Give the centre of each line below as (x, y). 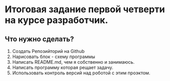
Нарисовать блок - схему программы (54, 57)
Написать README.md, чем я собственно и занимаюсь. (73, 62)
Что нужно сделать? (39, 39)
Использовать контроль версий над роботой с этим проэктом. (81, 73)
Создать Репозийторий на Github (48, 51)
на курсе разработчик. (57, 20)
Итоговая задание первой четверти (85, 9)
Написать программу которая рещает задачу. (63, 67)
